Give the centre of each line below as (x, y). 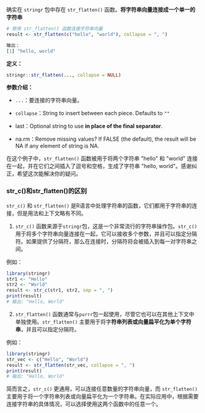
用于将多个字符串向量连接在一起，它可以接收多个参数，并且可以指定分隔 (106, 233)
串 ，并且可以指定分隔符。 (47, 329)
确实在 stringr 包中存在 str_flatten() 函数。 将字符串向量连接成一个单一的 (101, 9)
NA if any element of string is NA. (57, 146)
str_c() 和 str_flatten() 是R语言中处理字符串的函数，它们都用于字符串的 (99, 205)
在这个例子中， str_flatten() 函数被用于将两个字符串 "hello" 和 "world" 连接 (102, 158)
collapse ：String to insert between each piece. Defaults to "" (92, 113)
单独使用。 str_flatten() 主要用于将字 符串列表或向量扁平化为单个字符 (103, 322)
